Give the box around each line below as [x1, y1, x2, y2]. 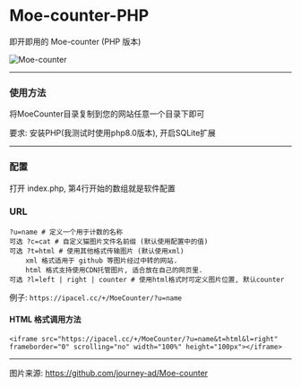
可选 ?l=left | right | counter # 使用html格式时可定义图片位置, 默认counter [9, 275, 285, 284]
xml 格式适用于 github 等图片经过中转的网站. [25, 256, 178, 265]
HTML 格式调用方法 [9, 314, 82, 325]
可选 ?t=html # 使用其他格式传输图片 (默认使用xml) [9, 246, 185, 255]
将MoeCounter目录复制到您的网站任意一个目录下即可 [9, 108, 205, 119]
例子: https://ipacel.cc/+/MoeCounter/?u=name [9, 292, 183, 303]
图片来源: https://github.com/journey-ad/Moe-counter [9, 368, 209, 379]
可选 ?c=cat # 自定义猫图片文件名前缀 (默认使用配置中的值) [9, 236, 209, 246]
